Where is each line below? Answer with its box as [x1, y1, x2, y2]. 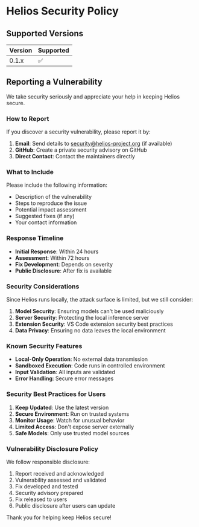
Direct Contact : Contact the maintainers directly [14, 153, 136, 160]
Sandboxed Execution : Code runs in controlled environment [14, 362, 165, 369]
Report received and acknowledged [14, 470, 104, 477]
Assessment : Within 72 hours [14, 254, 90, 261]
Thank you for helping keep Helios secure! [6, 514, 112, 521]
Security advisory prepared [14, 489, 83, 496]
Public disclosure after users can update [14, 502, 116, 509]
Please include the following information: [6, 181, 107, 189]
